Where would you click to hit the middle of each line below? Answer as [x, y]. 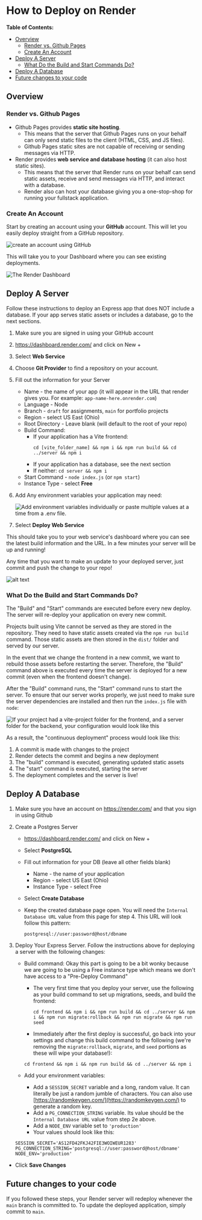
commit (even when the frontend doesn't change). [69, 677]
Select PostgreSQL [48, 850]
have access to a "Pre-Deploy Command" [76, 976]
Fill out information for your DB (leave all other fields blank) [97, 862]
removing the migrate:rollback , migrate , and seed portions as [110, 1046]
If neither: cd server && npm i [70, 470]
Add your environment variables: [65, 1075]
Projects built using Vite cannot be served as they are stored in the [89, 626]
